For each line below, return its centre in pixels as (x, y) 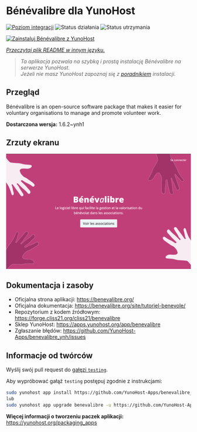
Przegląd (23, 92)
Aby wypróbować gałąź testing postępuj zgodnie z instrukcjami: (84, 381)
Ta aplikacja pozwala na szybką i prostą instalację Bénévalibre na (101, 61)
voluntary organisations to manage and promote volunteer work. (84, 112)
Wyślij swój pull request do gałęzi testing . (57, 370)
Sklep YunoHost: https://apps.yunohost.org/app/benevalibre (87, 324)
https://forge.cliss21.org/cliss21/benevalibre (67, 318)
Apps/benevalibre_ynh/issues (50, 337)
